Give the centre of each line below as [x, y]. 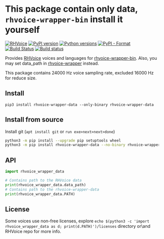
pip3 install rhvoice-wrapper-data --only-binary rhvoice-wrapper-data [79, 105]
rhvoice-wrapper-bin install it [64, 19]
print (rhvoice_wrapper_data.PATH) [40, 194]
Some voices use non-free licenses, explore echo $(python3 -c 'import [77, 221]
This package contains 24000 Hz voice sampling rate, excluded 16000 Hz [79, 72]
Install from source [34, 120]
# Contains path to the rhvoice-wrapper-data [52, 190]
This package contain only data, [72, 9]
